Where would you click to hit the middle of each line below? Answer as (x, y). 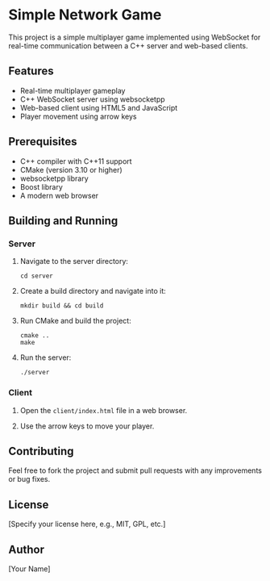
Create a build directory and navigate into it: (93, 291)
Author (26, 549)
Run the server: (46, 357)
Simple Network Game (85, 15)
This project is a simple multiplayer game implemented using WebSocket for (135, 37)
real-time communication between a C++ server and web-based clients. (128, 45)
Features (31, 71)
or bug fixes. (29, 479)
